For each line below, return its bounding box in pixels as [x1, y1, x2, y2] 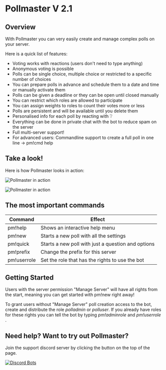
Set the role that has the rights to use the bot [40, 256, 145, 263]
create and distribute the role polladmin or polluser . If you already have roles [5, 306, 162, 313]
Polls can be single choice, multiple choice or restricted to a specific [12, 71, 152, 77]
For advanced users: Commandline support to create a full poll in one [12, 135, 154, 141]
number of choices [12, 76, 51, 82]
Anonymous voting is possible [12, 66, 74, 72]
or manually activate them [12, 87, 65, 92]
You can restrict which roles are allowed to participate [12, 97, 123, 103]
